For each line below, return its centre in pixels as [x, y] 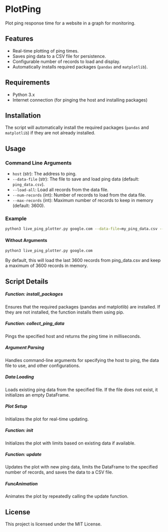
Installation [23, 115]
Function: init [19, 430]
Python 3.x [23, 94]
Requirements [27, 83]
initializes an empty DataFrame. [37, 395]
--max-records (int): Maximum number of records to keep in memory [83, 200]
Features [19, 39]
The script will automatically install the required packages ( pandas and [77, 127]
